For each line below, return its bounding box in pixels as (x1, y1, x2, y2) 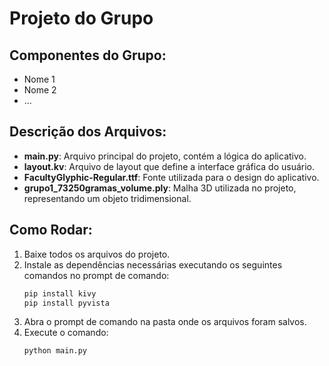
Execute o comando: (23, 327, 109, 339)
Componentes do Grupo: (9, 47, 167, 64)
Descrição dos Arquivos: (9, 123, 167, 141)
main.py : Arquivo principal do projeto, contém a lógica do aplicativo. (23, 150, 307, 162)
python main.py (23, 346, 88, 356)
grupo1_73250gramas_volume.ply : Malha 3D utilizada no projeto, (23, 182, 297, 194)
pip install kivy (23, 288, 97, 299)
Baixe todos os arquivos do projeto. (23, 248, 171, 260)
